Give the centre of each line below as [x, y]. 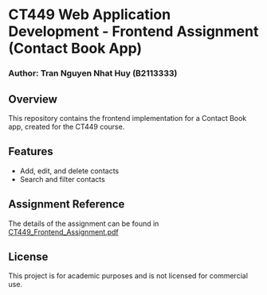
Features [31, 151]
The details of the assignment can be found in [84, 223]
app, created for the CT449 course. [67, 126]
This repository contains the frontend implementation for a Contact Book [128, 118]
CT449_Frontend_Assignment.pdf [64, 231]
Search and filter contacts [62, 179]
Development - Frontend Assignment [133, 31]
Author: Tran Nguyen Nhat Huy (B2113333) [93, 73]
